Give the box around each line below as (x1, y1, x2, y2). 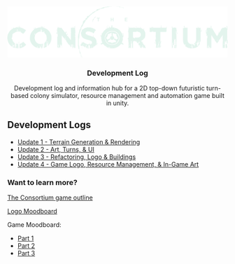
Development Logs (7, 119, 92, 131)
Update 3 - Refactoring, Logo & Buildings (17, 153, 136, 161)
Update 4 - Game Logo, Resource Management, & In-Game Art (17, 160, 199, 168)
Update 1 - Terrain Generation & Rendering (17, 137, 141, 146)
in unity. (106, 99, 129, 107)
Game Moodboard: (7, 221, 62, 229)
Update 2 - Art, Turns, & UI (17, 145, 94, 153)
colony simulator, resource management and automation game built (30, 91, 225, 99)
